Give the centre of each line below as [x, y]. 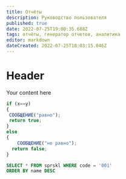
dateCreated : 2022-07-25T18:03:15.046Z [57, 46]
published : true [27, 23]
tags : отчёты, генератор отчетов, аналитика [63, 35]
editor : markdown [28, 40]
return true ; [25, 121]
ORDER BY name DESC [31, 171]
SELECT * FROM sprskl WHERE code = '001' [59, 165]
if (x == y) [19, 104]
